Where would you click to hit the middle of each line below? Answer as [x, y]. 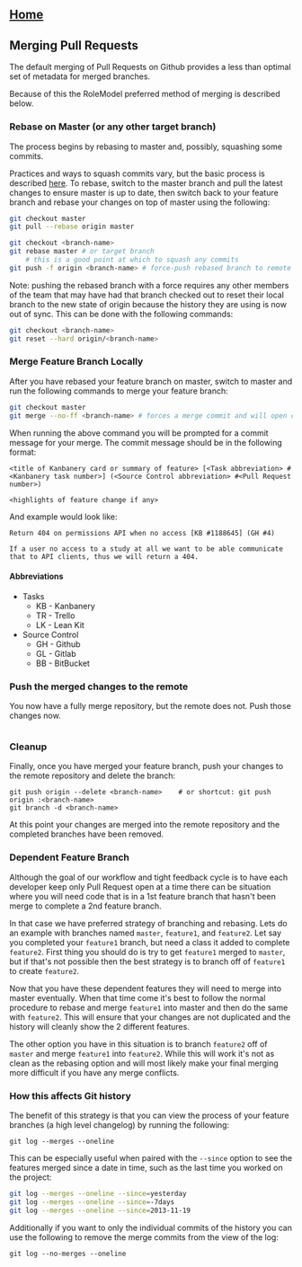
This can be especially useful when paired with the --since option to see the [151, 1157]
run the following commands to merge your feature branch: [119, 391]
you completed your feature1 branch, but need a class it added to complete [150, 942]
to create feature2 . [44, 970]
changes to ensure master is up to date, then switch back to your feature [144, 192]
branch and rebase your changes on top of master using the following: [140, 202]
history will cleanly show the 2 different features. [100, 1026]
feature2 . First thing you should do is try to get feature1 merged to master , [147, 952]
